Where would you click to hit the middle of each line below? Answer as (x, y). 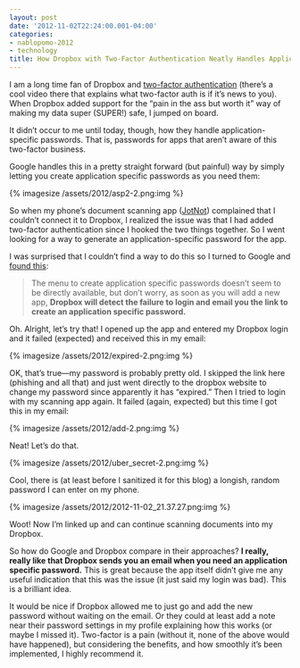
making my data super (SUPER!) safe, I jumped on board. (114, 113)
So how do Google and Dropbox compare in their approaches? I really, (139, 551)
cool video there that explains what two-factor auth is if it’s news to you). (143, 94)
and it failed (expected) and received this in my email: (108, 338)
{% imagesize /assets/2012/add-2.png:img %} (95, 428)
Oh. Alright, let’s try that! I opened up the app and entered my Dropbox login (149, 329)
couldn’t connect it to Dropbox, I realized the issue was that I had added (142, 220)
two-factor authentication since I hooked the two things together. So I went (147, 230)
